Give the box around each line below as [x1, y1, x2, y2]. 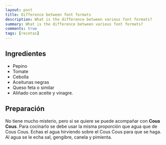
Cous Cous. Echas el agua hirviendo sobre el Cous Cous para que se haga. [5, 128, 161, 134]
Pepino [12, 63, 28, 69]
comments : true [5, 26, 37, 31]
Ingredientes [5, 50, 46, 58]
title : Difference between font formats [5, 12, 92, 17]
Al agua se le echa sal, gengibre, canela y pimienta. [5, 134, 113, 140]
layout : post [5, 7, 33, 13]
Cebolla [12, 74, 29, 80]
